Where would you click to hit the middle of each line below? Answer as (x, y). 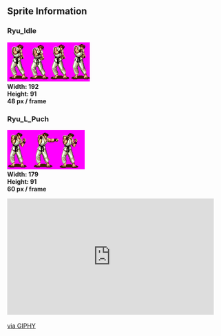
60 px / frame (27, 189)
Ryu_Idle (22, 31)
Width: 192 (23, 86)
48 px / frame (27, 101)
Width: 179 (23, 174)
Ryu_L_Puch (28, 118)
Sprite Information (47, 11)
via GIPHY (22, 326)
